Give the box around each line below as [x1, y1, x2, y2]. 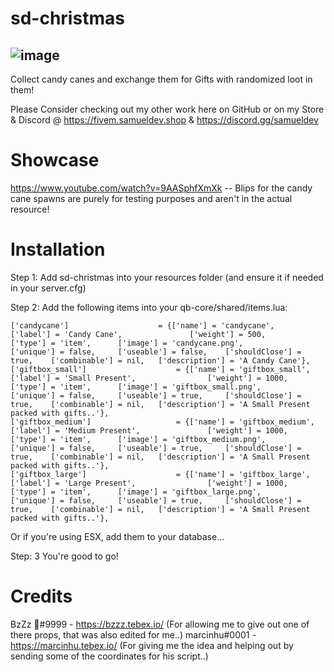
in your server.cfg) [10, 282, 87, 294]
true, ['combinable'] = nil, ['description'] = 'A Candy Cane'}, [10, 355, 311, 366]
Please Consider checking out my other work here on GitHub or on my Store [10, 103, 325, 115]
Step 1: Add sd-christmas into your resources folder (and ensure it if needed [10, 271, 324, 283]
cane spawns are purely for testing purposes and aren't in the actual [10, 192, 293, 204]
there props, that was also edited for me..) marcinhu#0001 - [10, 628, 257, 641]
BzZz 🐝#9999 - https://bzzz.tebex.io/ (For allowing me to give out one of [10, 618, 310, 630]
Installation [10, 238, 106, 261]
